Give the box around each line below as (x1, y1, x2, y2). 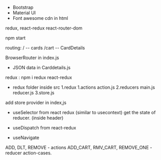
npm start (5, 35, 26, 41)
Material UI (12, 10, 36, 16)
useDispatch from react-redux (12, 125, 76, 130)
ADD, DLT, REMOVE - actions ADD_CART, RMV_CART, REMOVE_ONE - (5, 145, 152, 150)
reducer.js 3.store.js (12, 90, 55, 96)
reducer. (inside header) (12, 115, 64, 121)
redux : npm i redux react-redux (5, 74, 72, 81)
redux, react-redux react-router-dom (5, 25, 83, 31)
